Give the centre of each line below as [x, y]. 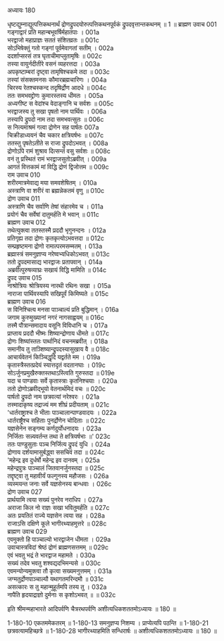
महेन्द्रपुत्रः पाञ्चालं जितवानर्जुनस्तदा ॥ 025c [56, 468]
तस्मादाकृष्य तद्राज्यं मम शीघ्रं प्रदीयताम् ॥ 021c [58, 405]
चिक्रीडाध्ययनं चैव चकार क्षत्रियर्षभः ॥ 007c [56, 135]
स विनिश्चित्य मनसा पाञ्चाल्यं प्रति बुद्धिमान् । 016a [63, 310]
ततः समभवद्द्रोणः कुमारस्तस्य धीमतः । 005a [55, 95]
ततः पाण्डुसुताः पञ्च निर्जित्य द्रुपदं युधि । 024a [59, 444]
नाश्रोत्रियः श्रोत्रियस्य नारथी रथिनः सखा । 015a [59, 286]
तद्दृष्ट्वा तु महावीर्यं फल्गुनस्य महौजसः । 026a [58, 476]
